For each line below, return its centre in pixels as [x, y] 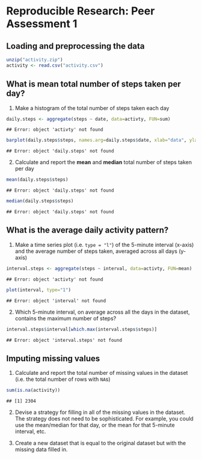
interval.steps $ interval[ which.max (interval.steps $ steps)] [82, 329]
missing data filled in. [41, 449]
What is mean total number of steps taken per [94, 84]
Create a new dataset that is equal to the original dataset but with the [100, 443]
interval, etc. [30, 431]
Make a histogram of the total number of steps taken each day [92, 108]
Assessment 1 [42, 24]
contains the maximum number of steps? [66, 318]
